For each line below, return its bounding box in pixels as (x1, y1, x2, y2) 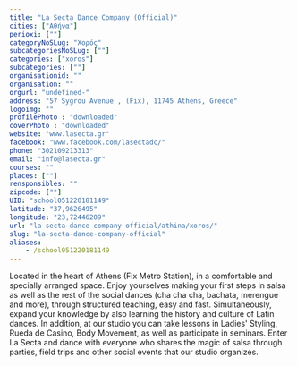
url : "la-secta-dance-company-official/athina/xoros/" (9, 221, 218, 230)
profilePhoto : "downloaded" (9, 113, 118, 122)
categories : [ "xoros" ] (9, 55, 94, 64)
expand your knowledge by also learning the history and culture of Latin (9, 309, 275, 319)
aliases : (9, 238, 42, 247)
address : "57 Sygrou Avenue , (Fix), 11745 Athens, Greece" (9, 96, 239, 106)
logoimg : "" (9, 105, 54, 114)
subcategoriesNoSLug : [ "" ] (9, 47, 110, 55)
